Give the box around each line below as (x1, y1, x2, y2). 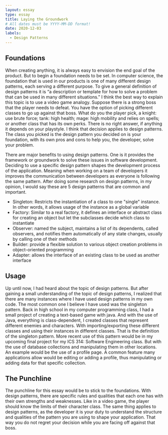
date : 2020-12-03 (5, 26, 42, 31)
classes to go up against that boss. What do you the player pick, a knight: (5, 110, 157, 116)
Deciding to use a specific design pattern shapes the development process (5, 162, 160, 168)
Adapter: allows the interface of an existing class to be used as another (12, 252, 159, 258)
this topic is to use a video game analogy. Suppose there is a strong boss (5, 99, 156, 105)
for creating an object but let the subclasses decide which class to (12, 214, 150, 221)
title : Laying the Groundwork (5, 17, 69, 22)
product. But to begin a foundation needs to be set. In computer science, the (5, 72, 163, 78)
